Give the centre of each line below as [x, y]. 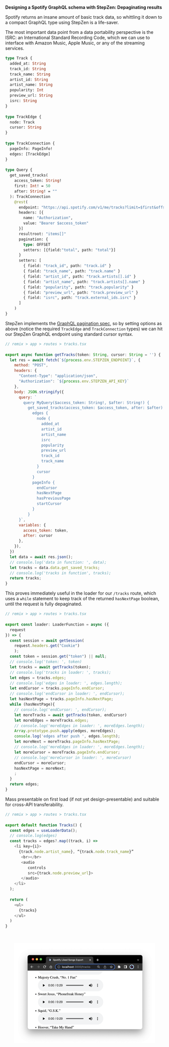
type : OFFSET [37, 244]
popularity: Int [27, 90]
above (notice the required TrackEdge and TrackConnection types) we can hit [84, 329]
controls [37, 868]
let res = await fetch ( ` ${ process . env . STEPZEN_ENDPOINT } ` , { [75, 360]
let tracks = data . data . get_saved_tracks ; [55, 567]
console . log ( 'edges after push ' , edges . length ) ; [67, 737]
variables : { [32, 525]
